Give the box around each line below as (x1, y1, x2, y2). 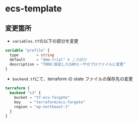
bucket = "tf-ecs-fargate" (14, 95, 70, 100)
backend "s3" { (9, 90, 41, 96)
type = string (9, 53, 55, 58)
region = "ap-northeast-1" (14, 104, 70, 109)
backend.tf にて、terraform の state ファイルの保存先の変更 (12, 76, 133, 82)
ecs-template (5, 3, 62, 14)
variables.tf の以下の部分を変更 (12, 38, 78, 44)
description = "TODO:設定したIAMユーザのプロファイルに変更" (9, 61, 126, 67)
